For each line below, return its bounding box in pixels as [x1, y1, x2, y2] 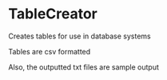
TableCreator [8, 5, 98, 23]
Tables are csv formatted [8, 46, 91, 56]
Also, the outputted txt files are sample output [8, 62, 160, 72]
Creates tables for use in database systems [8, 31, 151, 41]
